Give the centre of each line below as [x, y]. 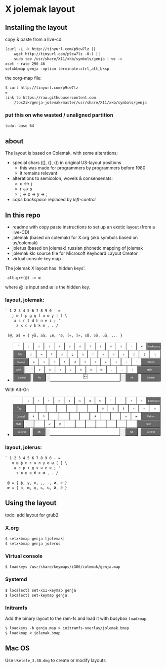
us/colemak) [25, 243]
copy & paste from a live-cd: [34, 39]
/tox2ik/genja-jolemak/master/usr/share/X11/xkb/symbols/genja [81, 103]
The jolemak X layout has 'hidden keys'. [45, 268]
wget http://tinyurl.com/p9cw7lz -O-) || [57, 54]
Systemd [16, 579]
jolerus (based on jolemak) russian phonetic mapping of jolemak [78, 248]
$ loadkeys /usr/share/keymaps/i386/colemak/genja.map [63, 567]
